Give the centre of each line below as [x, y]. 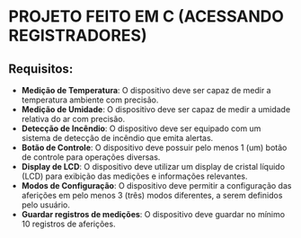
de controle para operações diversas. [91, 157]
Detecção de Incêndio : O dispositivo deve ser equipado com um [141, 128]
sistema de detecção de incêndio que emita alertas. [117, 138]
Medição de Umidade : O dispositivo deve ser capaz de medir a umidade [156, 109]
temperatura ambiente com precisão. [90, 100]
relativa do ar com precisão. [73, 119]
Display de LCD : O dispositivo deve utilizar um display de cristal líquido [153, 167]
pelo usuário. [46, 205]
